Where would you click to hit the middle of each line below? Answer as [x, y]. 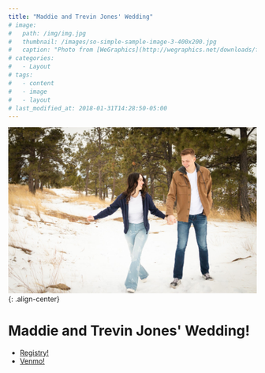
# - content [32, 83]
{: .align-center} [34, 299]
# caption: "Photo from [50, 50]
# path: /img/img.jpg [47, 33]
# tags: [21, 75]
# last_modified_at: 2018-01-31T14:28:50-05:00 [88, 108]
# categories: [32, 58]
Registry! [34, 352]
